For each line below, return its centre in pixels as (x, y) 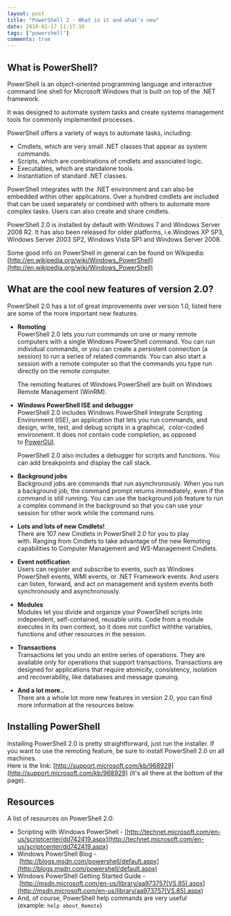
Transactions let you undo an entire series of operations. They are (111, 654)
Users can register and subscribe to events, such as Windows (105, 569)
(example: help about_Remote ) (59, 906)
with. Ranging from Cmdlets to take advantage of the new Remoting (114, 541)
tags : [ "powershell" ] (38, 33)
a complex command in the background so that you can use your (110, 505)
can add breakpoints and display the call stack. (84, 463)
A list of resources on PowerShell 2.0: (61, 818)
